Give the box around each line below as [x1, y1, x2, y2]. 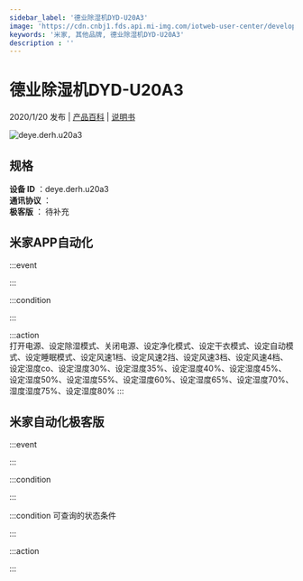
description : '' [9, 38, 75, 48]
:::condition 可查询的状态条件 [9, 510, 117, 521]
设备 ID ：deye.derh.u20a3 [9, 184, 110, 194]
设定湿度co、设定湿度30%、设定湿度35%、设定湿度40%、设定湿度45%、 [9, 363, 287, 373]
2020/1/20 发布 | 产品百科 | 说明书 [9, 112, 135, 123]
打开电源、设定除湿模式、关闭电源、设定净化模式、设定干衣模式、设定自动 [9, 340, 286, 351]
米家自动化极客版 [9, 414, 105, 429]
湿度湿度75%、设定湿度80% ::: [9, 385, 124, 396]
